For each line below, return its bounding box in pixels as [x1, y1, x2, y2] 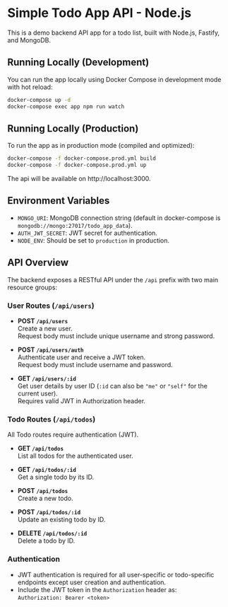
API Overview [7, 257, 69, 269]
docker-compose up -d [7, 96, 71, 103]
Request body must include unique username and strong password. [17, 331, 215, 340]
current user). [17, 389, 58, 398]
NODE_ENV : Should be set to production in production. [17, 236, 170, 245]
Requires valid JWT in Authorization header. [17, 396, 146, 405]
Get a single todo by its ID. [17, 473, 95, 482]
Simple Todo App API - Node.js [7, 5, 192, 21]
